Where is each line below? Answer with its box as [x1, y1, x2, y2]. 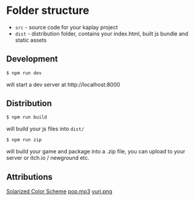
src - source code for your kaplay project [15, 24, 118, 31]
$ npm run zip [6, 137, 42, 143]
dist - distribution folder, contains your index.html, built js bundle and [15, 30, 189, 37]
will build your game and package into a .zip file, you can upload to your [6, 148, 186, 155]
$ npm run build [6, 114, 47, 121]
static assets [15, 36, 47, 43]
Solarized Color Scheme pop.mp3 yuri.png [6, 188, 113, 195]
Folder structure [6, 4, 89, 18]
